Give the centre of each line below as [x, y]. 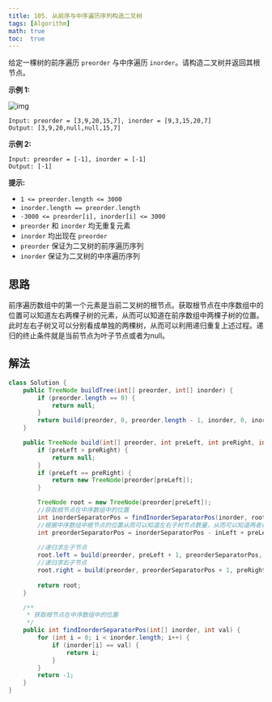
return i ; [83, 653]
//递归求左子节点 [62, 548]
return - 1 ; [56, 675]
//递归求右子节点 [62, 563]
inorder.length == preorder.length [80, 208]
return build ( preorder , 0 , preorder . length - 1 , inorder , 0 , [143, 421]
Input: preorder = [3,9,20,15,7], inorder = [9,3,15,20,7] [110, 121]
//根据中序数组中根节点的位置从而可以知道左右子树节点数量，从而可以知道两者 [149, 525]
